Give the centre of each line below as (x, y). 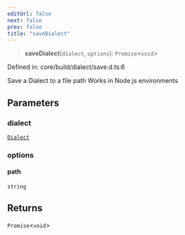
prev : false (25, 27)
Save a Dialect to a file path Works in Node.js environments (93, 81)
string (17, 187)
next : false (25, 20)
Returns (25, 208)
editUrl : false (29, 14)
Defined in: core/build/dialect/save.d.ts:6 (66, 67)
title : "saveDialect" (39, 33)
